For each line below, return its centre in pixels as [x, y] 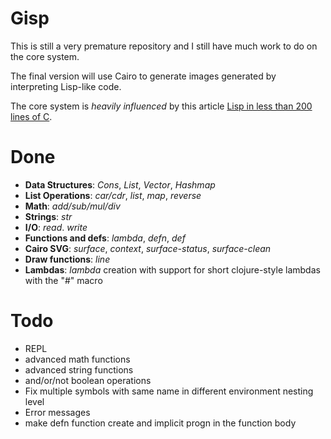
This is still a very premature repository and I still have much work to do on [164, 46]
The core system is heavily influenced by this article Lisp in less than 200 [161, 106]
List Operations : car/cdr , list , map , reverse [113, 195]
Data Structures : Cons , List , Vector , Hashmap [120, 184]
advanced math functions [77, 359]
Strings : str [48, 216]
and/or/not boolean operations [88, 380]
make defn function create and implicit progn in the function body [160, 423]
